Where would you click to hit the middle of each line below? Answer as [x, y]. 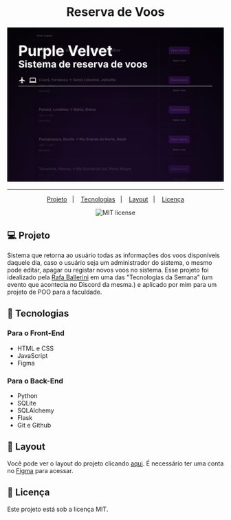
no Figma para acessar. [40, 470]
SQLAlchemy [35, 410]
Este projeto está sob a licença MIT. [58, 509]
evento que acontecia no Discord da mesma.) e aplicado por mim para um [112, 285]
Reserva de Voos [115, 12]
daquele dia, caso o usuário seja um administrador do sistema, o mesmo [110, 263]
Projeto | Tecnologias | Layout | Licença [115, 199]
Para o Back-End [35, 381]
